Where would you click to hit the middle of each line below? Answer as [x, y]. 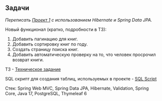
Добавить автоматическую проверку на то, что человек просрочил [84, 54]
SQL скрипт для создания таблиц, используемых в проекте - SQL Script [81, 78]
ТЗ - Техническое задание [33, 69]
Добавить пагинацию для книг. [45, 39]
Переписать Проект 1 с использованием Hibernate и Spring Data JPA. [79, 20]
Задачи [17, 8]
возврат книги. [28, 60]
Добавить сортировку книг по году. [50, 44]
